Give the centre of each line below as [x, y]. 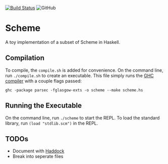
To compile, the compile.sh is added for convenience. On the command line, [84, 70]
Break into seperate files [38, 156]
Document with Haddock [38, 151]
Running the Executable [44, 106]
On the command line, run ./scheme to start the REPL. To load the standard [82, 118]
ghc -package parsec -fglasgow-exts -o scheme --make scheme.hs [74, 90]
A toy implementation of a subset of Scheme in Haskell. [63, 42]
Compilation [25, 58]
